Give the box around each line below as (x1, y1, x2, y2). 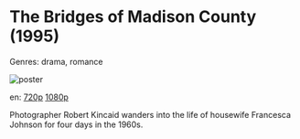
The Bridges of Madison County (9, 6, 257, 27)
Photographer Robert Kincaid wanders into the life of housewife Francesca (9, 109, 291, 120)
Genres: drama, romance (9, 56, 103, 67)
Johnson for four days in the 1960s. (9, 119, 144, 130)
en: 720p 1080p (9, 91, 69, 102)
